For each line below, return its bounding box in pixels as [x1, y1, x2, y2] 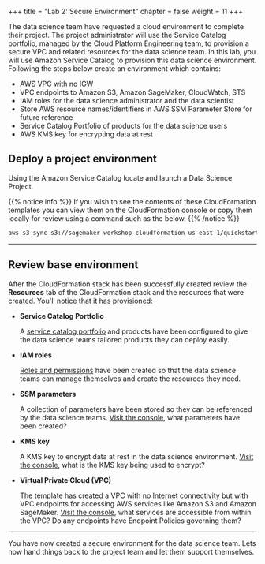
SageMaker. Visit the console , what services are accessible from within [19, 507, 252, 517]
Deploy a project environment [8, 152, 158, 166]
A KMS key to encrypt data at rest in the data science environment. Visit [19, 451, 254, 461]
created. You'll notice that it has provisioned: [8, 296, 153, 305]
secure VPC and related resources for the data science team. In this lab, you [8, 47, 256, 56]
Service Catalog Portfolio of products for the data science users [19, 121, 228, 130]
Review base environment [8, 258, 139, 271]
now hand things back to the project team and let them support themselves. [8, 547, 255, 556]
